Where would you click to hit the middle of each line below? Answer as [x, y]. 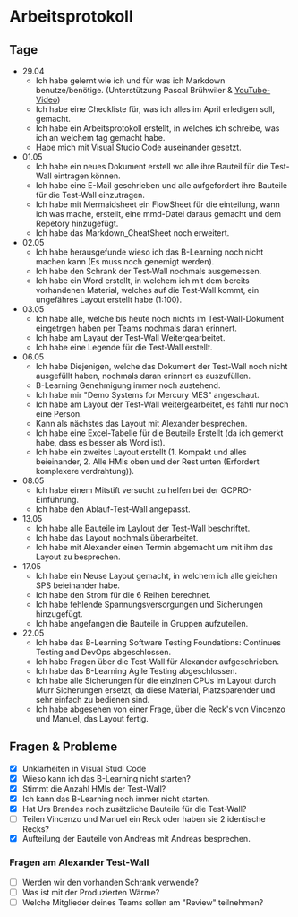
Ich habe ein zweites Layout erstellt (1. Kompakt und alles [141, 452]
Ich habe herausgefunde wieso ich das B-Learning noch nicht [149, 252]
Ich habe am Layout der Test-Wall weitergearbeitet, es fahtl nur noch [162, 404]
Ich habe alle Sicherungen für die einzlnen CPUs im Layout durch [156, 680]
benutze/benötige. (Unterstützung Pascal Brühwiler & [134, 90]
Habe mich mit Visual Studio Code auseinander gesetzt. [138, 147]
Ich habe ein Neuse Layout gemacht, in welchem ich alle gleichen [156, 576]
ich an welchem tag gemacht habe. [100, 138]
